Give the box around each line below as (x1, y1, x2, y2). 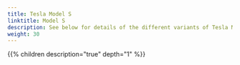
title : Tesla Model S (7, 10, 72, 18)
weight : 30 (7, 30, 40, 38)
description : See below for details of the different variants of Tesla (7, 24, 229, 31)
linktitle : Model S (7, 17, 66, 24)
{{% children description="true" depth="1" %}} (7, 50, 146, 59)
